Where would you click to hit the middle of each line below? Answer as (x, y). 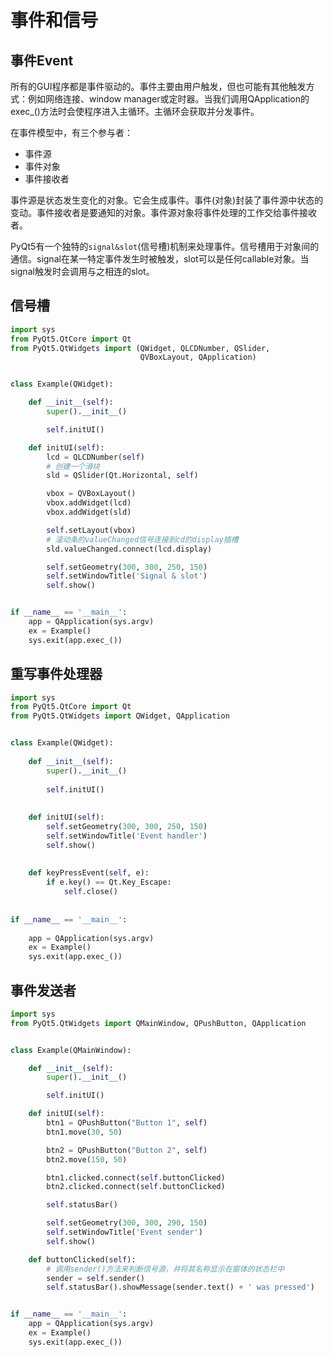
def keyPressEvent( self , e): (89, 873)
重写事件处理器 (56, 674)
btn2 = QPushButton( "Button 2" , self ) (127, 1150)
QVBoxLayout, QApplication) (198, 357)
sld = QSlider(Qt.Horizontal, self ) (122, 476)
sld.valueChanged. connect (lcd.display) (129, 549)
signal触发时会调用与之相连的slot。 (82, 271)
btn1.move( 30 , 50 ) (84, 1132)
